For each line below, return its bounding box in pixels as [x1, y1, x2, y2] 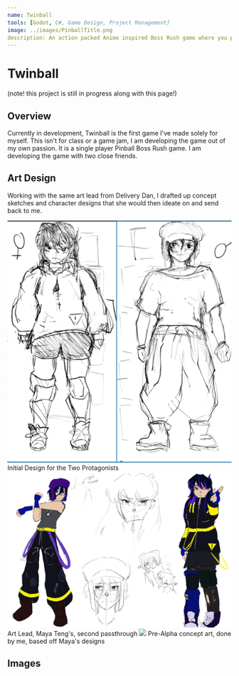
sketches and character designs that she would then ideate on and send [7, 198, 219, 207]
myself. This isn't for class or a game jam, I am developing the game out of [7, 136, 226, 145]
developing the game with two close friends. [7, 152, 138, 160]
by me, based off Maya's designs [7, 637, 105, 645]
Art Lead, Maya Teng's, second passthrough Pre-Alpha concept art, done [7, 629, 232, 637]
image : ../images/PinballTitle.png [7, 26, 113, 34]
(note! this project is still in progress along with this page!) [7, 89, 178, 98]
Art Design [7, 172, 56, 185]
